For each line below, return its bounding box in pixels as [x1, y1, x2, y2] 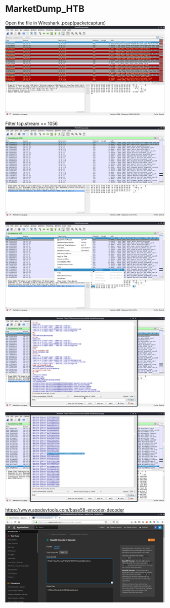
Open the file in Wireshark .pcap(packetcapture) [5, 20, 106, 26]
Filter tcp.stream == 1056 [5, 120, 58, 126]
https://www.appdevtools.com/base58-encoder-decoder [5, 506, 124, 513]
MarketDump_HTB [5, 3, 85, 15]
